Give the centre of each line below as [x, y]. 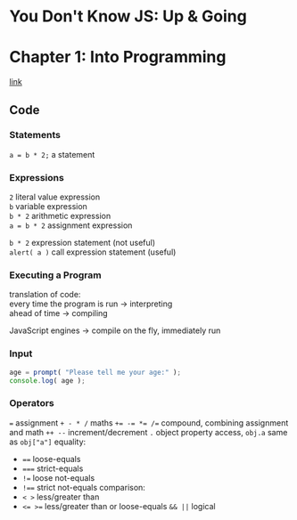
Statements [35, 135]
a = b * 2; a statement [52, 154]
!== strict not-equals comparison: [83, 487]
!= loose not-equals [58, 477]
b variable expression [48, 207]
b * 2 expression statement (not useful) [82, 243]
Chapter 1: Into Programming [118, 57]
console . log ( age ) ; [48, 380]
